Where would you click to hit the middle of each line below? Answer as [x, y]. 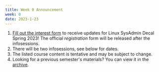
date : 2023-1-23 [22, 19]
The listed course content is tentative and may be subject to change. [82, 54]
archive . [21, 65]
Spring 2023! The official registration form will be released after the [81, 38]
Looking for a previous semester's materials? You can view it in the [80, 60]
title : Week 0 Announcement [34, 10]
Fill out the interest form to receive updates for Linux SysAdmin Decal [83, 33]
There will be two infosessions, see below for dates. [65, 49]
